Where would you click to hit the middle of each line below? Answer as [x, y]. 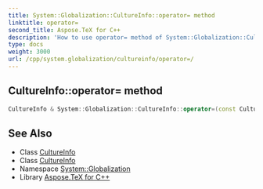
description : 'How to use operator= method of [85, 37]
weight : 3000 [29, 52]
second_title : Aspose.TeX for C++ [65, 30]
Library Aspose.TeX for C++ [65, 177]
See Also [30, 133]
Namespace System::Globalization [75, 169]
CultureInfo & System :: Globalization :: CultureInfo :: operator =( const [122, 109]
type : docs [26, 45]
